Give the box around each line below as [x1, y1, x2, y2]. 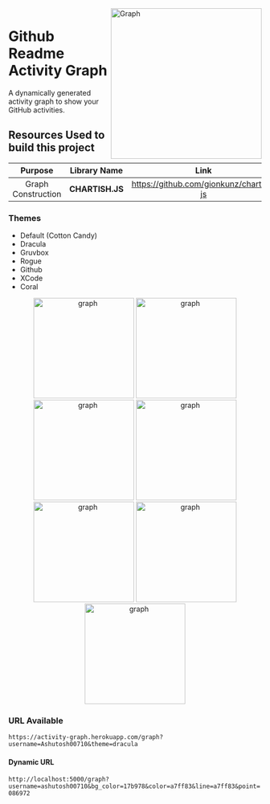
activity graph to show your [8, 96, 99, 106]
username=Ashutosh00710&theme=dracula [8, 741, 138, 749]
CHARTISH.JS [69, 183, 125, 194]
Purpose [19, 165, 54, 176]
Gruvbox [19, 248, 50, 258]
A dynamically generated [8, 88, 92, 97]
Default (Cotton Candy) [19, 231, 98, 240]
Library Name [69, 165, 123, 176]
